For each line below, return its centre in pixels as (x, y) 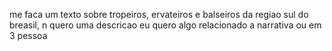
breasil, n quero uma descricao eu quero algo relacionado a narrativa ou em (165, 25)
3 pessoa (28, 35)
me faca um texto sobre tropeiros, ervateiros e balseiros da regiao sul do (159, 14)
